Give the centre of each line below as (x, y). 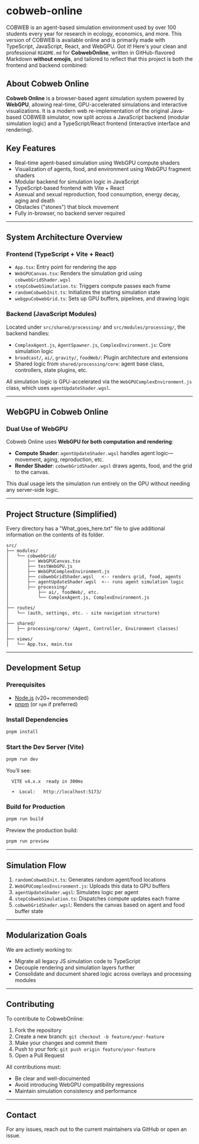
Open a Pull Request (40, 1055)
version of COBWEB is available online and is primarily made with (86, 40)
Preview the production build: (42, 830)
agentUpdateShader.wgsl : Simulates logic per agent (76, 892)
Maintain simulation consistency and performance (76, 1091)
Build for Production (36, 807)
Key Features (31, 149)
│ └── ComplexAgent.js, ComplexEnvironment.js (78, 598)
